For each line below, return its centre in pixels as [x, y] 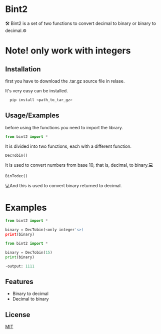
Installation [23, 69]
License [18, 315]
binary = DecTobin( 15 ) [29, 252]
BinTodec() [16, 176]
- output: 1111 [20, 266]
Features [19, 281]
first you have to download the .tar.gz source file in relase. [65, 81]
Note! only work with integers [68, 51]
